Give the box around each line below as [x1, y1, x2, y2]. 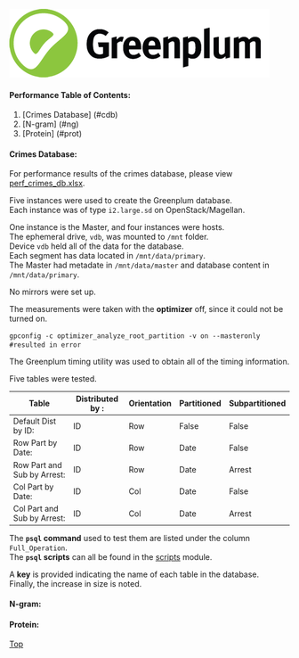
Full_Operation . [9, 542, 69, 553]
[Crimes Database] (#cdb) [21, 110, 118, 120]
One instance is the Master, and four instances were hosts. [9, 222, 225, 233]
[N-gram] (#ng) [21, 119, 79, 129]
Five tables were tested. [9, 374, 98, 384]
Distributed [75, 393, 118, 404]
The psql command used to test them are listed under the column [9, 532, 251, 543]
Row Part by [12, 438, 58, 448]
